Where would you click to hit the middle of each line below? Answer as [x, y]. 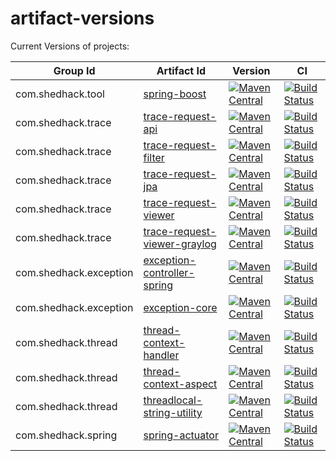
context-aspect [180, 384]
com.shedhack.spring [66, 435]
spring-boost [175, 94]
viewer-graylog [180, 244]
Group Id [74, 70]
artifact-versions [82, 18]
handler [161, 355]
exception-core [180, 307]
